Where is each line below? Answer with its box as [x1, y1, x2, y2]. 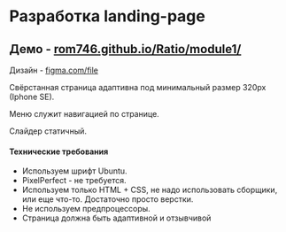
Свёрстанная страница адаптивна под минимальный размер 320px [9, 82, 267, 92]
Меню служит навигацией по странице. [9, 109, 159, 119]
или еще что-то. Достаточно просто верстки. [21, 194, 194, 205]
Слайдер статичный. [9, 126, 87, 136]
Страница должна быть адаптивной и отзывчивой [21, 213, 212, 223]
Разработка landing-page [9, 6, 205, 27]
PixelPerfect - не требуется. [21, 175, 127, 186]
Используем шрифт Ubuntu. [21, 166, 128, 176]
